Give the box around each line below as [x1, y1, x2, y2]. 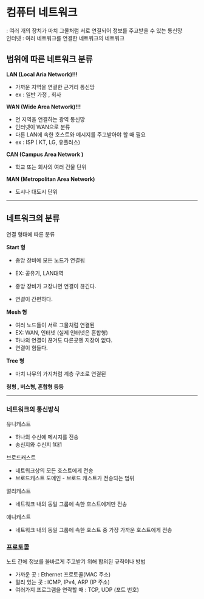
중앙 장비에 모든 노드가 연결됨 [15, 257, 85, 264]
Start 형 [6, 243, 25, 250]
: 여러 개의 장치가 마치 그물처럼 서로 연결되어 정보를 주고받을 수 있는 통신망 [6, 27, 183, 34]
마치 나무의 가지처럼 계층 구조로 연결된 [15, 370, 106, 377]
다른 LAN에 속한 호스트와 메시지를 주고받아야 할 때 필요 [15, 130, 146, 138]
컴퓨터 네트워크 [6, 5, 78, 19]
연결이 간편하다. [15, 295, 53, 302]
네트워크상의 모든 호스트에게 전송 [15, 467, 93, 474]
